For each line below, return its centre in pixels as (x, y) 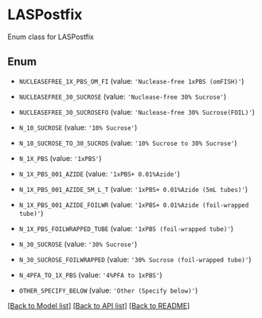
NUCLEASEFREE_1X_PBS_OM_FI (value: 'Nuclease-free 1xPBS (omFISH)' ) (131, 80)
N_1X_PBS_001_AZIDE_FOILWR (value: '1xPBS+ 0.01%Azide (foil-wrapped (134, 204)
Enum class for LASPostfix (51, 37)
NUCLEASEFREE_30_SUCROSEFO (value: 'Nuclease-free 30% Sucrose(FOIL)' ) (137, 112)
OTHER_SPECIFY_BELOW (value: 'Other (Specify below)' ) (108, 290)
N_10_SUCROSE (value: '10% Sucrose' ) (78, 127)
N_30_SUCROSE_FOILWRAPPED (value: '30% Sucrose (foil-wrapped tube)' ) (135, 259)
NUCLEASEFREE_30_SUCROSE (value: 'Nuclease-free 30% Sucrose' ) (123, 96)
